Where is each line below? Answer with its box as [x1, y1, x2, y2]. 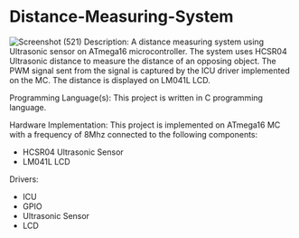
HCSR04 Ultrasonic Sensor [22, 147, 124, 157]
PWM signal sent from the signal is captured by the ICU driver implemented [9, 65, 291, 76]
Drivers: [9, 174, 39, 185]
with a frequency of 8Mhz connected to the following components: [9, 129, 258, 139]
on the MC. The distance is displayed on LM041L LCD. [9, 74, 210, 85]
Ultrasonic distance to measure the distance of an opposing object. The [9, 55, 277, 66]
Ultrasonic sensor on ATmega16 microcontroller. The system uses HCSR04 [9, 45, 287, 56]
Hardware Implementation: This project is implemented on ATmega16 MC [9, 119, 281, 130]
